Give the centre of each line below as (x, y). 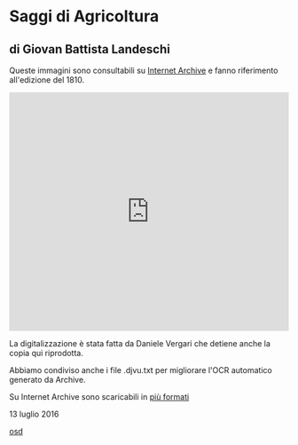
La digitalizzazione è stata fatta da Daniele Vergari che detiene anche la (140, 343)
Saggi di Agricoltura (84, 16)
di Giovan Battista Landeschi (90, 49)
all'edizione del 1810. (47, 80)
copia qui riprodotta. (47, 353)
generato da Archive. (47, 380)
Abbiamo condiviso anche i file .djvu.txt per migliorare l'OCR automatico (141, 370)
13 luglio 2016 (34, 414)
